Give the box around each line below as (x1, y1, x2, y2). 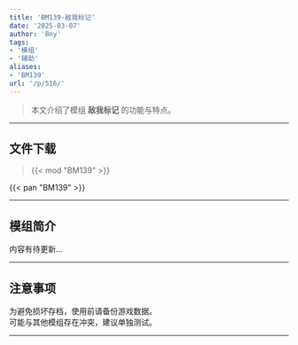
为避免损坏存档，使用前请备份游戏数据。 (9, 306, 157, 317)
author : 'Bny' (9, 29, 62, 38)
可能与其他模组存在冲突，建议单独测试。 (9, 317, 157, 328)
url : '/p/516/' (9, 79, 66, 88)
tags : (9, 37, 29, 47)
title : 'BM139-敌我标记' (9, 12, 96, 22)
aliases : (9, 63, 42, 72)
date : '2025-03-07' (9, 21, 82, 30)
